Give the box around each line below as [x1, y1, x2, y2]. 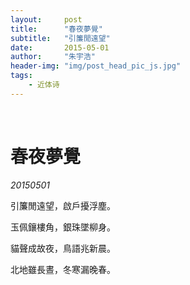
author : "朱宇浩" [10, 52, 96, 62]
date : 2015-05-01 [10, 42, 110, 53]
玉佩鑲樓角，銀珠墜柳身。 [10, 221, 116, 233]
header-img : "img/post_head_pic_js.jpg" [10, 61, 182, 71]
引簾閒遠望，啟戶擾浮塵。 [10, 199, 116, 211]
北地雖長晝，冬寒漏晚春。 [10, 263, 116, 275]
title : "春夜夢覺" [10, 24, 103, 34]
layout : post [10, 14, 83, 25]
